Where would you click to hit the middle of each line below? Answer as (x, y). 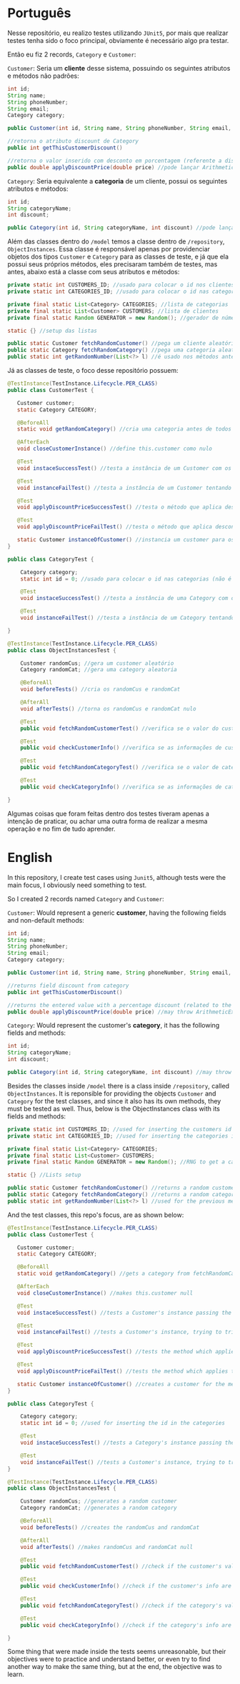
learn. (16, 1674)
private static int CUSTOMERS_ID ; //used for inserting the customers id (120, 1129)
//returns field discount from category (69, 986)
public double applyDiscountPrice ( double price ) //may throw (100, 1012)
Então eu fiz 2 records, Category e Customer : (72, 54)
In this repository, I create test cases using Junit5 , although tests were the (117, 877)
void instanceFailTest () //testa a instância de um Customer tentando (124, 488)
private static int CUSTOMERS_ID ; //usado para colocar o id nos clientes (121, 285)
